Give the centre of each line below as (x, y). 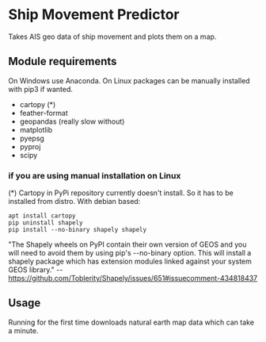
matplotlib (36, 129)
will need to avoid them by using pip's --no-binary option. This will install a (130, 253)
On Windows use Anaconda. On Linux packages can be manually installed (129, 80)
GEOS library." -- (36, 270)
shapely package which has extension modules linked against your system (130, 261)
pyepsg (32, 138)
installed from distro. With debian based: (74, 202)
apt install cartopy (42, 216)
